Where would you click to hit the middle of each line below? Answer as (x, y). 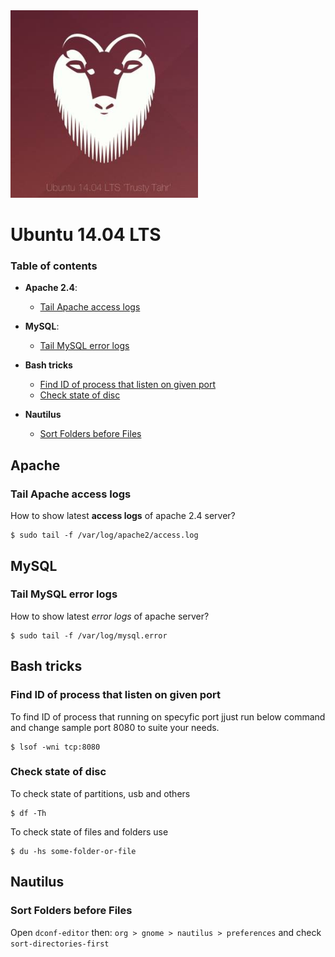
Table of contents (54, 266)
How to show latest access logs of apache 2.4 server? (123, 516)
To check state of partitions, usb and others (100, 793)
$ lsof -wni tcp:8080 (55, 747)
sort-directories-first (60, 944)
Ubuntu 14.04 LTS (86, 235)
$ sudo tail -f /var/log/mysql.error (89, 635)
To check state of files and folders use (89, 831)
